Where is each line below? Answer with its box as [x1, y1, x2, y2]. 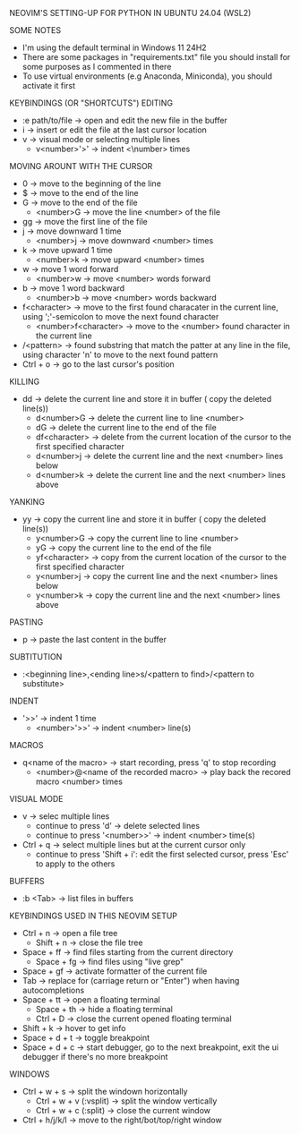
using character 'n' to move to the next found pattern [21, 349, 219, 360]
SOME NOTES [9, 25, 61, 35]
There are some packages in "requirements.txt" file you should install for [21, 52, 291, 62]
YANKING [9, 497, 45, 507]
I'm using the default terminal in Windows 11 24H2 [21, 42, 208, 53]
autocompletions [21, 985, 85, 995]
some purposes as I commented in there [21, 62, 172, 72]
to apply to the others [35, 858, 116, 869]
